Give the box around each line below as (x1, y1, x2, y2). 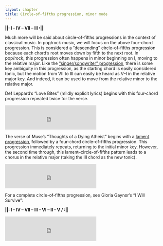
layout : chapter (5, 7, 38, 12)
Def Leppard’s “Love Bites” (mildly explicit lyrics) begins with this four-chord (5, 90, 158, 96)
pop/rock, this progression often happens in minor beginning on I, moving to (5, 55, 158, 61)
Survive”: (5, 197, 23, 203)
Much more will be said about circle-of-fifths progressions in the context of (5, 35, 156, 40)
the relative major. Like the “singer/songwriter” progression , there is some (5, 60, 153, 66)
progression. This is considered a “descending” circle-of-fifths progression (5, 45, 156, 51)
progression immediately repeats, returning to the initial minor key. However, (5, 144, 158, 150)
